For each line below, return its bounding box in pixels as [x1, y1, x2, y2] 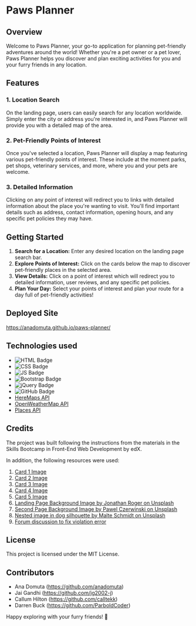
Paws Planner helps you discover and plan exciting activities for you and [6, 55, 181, 62]
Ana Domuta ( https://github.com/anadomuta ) [14, 583, 124, 590]
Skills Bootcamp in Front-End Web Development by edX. [6, 445, 142, 452]
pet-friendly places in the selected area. [14, 267, 111, 274]
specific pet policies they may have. [6, 215, 93, 222]
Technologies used [6, 341, 77, 351]
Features [6, 78, 39, 88]
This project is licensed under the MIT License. [6, 550, 120, 558]
